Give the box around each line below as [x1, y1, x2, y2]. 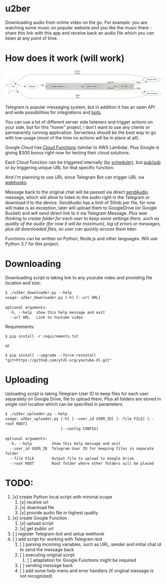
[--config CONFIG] [60, 426, 99, 431]
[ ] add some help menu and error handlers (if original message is [19, 568, 154, 574]
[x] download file [19, 504, 55, 510]
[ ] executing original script [19, 552, 75, 558]
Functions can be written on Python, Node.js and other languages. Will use [5, 235, 158, 241]
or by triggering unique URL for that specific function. [5, 164, 115, 170]
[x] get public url [19, 525, 54, 531]
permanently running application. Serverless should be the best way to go [5, 130, 156, 135]
